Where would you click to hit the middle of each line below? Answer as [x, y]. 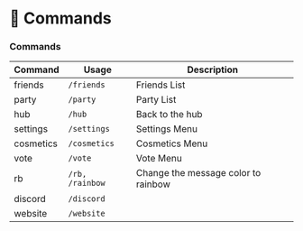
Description [213, 69]
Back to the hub [169, 115]
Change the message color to [198, 173]
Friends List [161, 85]
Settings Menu [167, 129]
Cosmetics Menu [172, 143]
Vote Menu [159, 159]
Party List [156, 100]
